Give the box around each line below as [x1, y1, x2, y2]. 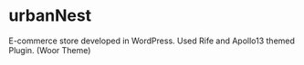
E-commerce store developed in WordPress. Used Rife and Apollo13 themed [8, 35, 296, 46]
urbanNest [8, 5, 92, 26]
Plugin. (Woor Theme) [8, 44, 91, 55]
